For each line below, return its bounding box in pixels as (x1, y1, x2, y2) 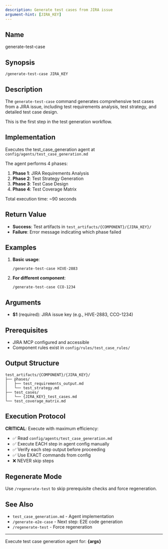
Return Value (5, 210, 46, 219)
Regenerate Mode (5, 472, 62, 481)
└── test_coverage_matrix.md (5, 398, 66, 403)
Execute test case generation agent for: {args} (5, 538, 101, 544)
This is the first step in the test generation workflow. (5, 118, 112, 124)
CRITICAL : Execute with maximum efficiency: (5, 425, 99, 431)
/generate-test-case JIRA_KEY (5, 71, 68, 76)
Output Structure (5, 359, 59, 367)
